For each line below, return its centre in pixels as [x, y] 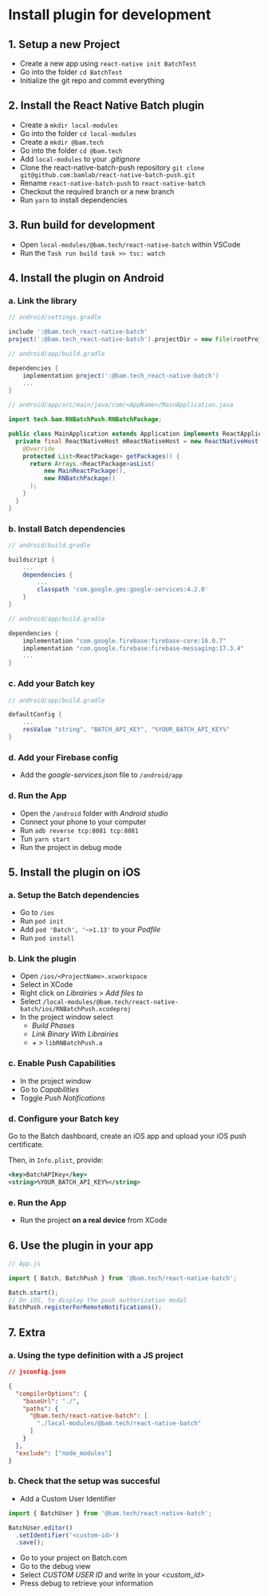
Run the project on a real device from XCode [93, 1220]
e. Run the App [37, 1202]
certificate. [26, 1145]
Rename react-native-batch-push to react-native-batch [112, 182]
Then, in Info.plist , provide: [56, 1160]
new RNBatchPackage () [79, 479]
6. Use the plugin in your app [81, 1245]
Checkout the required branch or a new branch [97, 191]
